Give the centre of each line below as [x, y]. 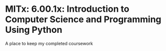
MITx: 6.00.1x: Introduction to [67, 9]
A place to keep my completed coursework [49, 43]
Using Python [34, 30]
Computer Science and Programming [83, 19]
